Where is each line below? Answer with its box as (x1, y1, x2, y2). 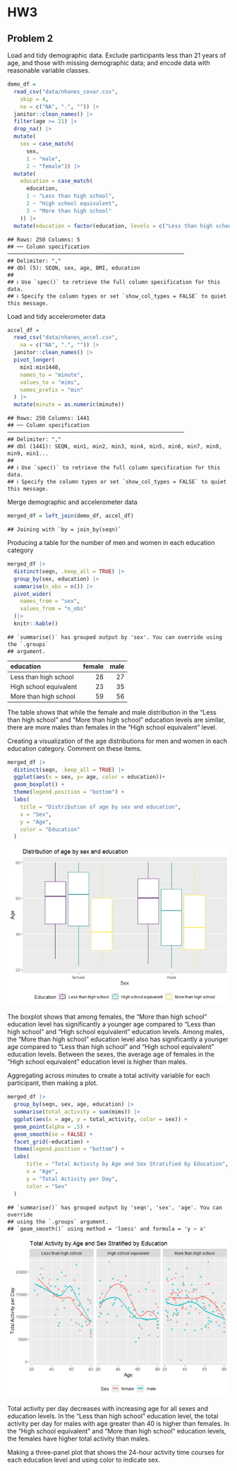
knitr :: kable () (13, 620, 59, 627)
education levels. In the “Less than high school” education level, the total (7, 1412, 219, 1420)
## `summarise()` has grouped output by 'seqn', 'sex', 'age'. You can (7, 1204, 222, 1211)
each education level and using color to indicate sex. (7, 1455, 161, 1464)
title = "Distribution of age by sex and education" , (20, 803, 181, 810)
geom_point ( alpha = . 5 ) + (13, 1123, 90, 1130)
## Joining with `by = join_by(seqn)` (7, 526, 121, 533)
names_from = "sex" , (20, 598, 80, 605)
